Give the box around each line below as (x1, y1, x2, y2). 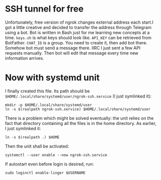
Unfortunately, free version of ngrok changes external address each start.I (5, 19, 154, 25)
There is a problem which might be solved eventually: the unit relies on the (5, 115, 154, 121)
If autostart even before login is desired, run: (5, 161, 94, 167)
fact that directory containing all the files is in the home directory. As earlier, (5, 120, 157, 126)
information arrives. (5, 55, 45, 61)
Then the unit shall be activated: (5, 143, 69, 149)
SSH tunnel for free (5, 3, 84, 14)
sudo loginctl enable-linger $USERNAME (5, 170, 86, 175)
